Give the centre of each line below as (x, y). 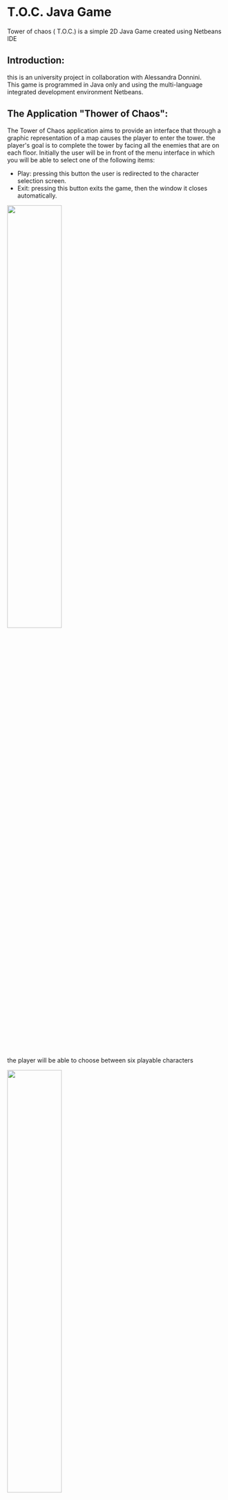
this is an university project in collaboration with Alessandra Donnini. (104, 77)
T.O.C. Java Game (59, 12)
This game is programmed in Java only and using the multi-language (105, 85)
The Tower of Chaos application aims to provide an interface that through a (114, 130)
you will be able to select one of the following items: (81, 160)
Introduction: (36, 61)
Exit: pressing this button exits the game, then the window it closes (112, 188)
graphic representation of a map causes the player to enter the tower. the (111, 138)
